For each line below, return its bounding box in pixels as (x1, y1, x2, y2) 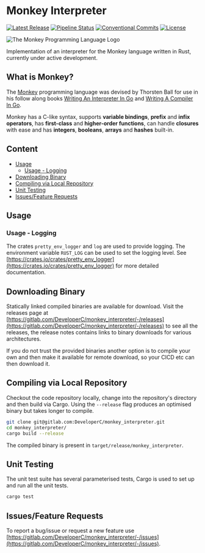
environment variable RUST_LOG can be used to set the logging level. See (6, 249, 187, 257)
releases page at (6, 309, 49, 317)
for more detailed (115, 262, 159, 269)
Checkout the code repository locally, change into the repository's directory (6, 394, 197, 401)
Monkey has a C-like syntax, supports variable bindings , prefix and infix (6, 113, 190, 120)
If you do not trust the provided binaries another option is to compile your (6, 347, 191, 355)
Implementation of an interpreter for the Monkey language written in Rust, (6, 47, 192, 55)
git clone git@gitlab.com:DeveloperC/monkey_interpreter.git (6, 419, 165, 425)
